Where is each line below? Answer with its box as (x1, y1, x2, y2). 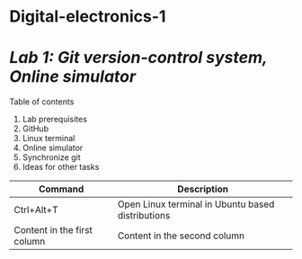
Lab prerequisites (22, 114, 88, 125)
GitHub (22, 123, 49, 134)
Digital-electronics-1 (9, 6, 166, 27)
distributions (117, 210, 171, 222)
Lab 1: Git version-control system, (9, 48, 268, 68)
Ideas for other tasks (22, 162, 100, 173)
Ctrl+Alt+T (13, 204, 58, 217)
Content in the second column (117, 229, 245, 242)
